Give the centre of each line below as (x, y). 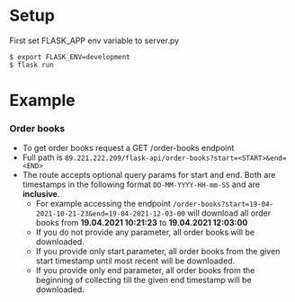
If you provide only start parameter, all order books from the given (158, 252)
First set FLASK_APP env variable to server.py (94, 40)
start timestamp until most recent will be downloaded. (135, 261)
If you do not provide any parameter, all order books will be (145, 232)
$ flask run (31, 65)
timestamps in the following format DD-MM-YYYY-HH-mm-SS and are (141, 184)
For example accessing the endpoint (103, 204)
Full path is (42, 157)
